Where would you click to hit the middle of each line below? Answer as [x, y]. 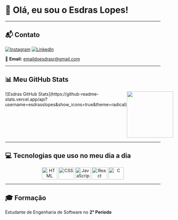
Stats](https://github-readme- [69, 94]
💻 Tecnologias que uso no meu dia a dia [68, 156]
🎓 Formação [26, 198]
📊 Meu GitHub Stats [37, 80]
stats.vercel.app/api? [26, 99]
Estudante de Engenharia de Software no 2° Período [58, 212]
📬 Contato [23, 35]
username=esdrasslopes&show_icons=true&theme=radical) [66, 104]
